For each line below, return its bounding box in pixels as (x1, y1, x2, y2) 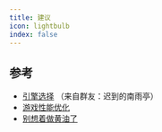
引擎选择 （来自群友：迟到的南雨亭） (21, 91, 158, 101)
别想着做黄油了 (21, 113, 78, 124)
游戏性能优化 (21, 102, 70, 113)
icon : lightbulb (9, 22, 70, 31)
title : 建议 (9, 13, 51, 22)
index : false (9, 30, 58, 39)
